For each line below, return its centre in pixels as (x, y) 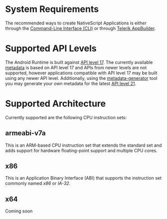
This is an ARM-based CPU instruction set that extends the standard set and (83, 145)
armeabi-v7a (25, 133)
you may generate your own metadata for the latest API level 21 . (71, 83)
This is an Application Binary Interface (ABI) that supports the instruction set (83, 178)
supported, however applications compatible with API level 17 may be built (82, 73)
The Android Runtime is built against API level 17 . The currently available (79, 62)
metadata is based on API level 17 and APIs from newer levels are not (76, 67)
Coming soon (19, 211)
